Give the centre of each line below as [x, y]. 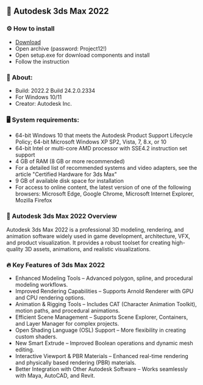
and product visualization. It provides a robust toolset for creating [88, 243]
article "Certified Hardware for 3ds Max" [66, 174]
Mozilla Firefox [34, 200]
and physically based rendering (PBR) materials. [76, 362]
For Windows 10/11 [38, 97]
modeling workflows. [41, 284]
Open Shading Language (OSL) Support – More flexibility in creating [100, 330]
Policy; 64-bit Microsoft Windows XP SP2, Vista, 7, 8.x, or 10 [91, 142]
